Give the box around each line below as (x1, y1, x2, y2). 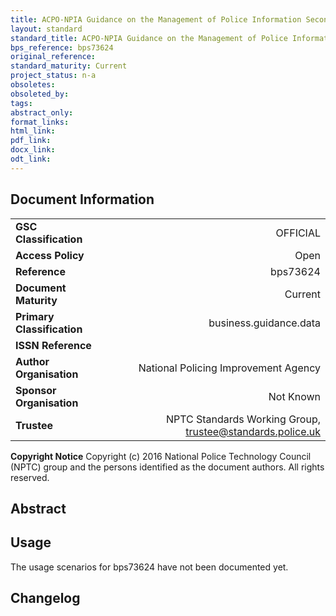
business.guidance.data (208, 316, 321, 330)
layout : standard (10, 24, 83, 34)
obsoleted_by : (10, 89, 70, 99)
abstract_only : (10, 107, 74, 118)
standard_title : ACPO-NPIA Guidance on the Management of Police (10, 33, 288, 43)
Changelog (10, 590, 81, 607)
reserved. (10, 471, 50, 483)
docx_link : (10, 145, 56, 155)
